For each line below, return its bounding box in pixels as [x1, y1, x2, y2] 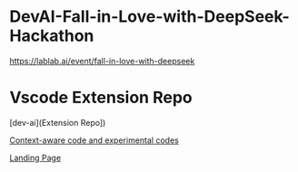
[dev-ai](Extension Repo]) [9, 117, 106, 128]
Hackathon [9, 25, 94, 46]
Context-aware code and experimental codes [9, 134, 179, 146]
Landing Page [9, 152, 62, 163]
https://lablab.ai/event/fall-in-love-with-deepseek [9, 55, 195, 66]
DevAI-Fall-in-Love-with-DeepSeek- [9, 6, 291, 27]
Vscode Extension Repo [9, 88, 193, 108]
